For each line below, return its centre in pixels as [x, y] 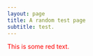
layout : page [26, 14]
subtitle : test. [31, 27]
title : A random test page [46, 20]
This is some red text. [38, 47]
